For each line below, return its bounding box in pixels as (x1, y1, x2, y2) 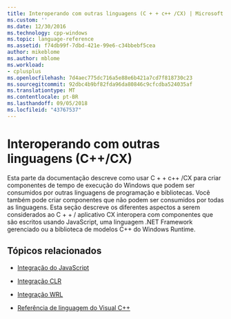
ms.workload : (7, 61, 45, 68)
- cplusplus (7, 68, 41, 75)
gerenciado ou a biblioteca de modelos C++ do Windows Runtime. (7, 225, 196, 233)
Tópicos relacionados (7, 245, 102, 257)
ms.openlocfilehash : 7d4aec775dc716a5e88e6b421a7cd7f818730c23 (7, 74, 193, 81)
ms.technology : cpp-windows (7, 29, 88, 37)
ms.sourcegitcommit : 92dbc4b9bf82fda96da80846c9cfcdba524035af (7, 81, 193, 88)
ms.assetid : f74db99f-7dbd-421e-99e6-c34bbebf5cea (7, 42, 156, 49)
